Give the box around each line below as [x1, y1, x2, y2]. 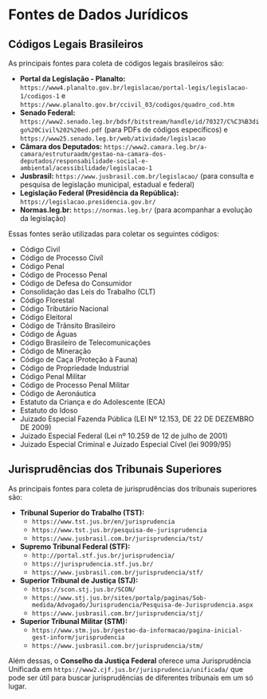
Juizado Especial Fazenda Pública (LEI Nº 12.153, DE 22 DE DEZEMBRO [19, 414, 254, 424]
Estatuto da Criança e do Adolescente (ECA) [19, 397, 166, 406]
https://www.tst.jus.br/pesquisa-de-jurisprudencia [31, 526, 207, 534]
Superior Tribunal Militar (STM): [19, 616, 128, 626]
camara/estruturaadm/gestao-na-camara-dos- [19, 150, 167, 158]
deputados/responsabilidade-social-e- [19, 157, 149, 165]
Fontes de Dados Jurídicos [8, 6, 189, 24]
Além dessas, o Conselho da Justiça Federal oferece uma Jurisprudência [8, 656, 251, 665]
